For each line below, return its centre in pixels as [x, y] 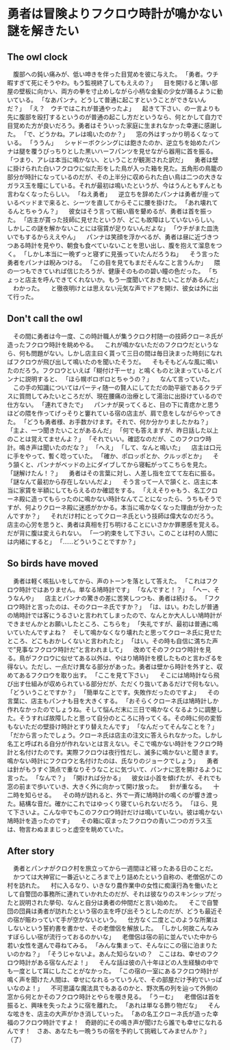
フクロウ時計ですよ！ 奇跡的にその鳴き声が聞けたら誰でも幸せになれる [121, 1023]
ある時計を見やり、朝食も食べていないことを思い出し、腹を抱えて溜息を [115, 245]
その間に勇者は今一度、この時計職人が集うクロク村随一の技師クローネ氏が [118, 336]
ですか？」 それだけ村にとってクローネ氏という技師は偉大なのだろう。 [115, 516]
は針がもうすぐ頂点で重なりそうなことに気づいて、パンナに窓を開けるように [115, 769]
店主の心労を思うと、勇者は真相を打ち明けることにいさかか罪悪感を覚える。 [115, 524]
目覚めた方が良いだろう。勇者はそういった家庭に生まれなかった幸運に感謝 [112, 125]
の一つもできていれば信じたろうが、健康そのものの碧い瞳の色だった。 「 [110, 271]
